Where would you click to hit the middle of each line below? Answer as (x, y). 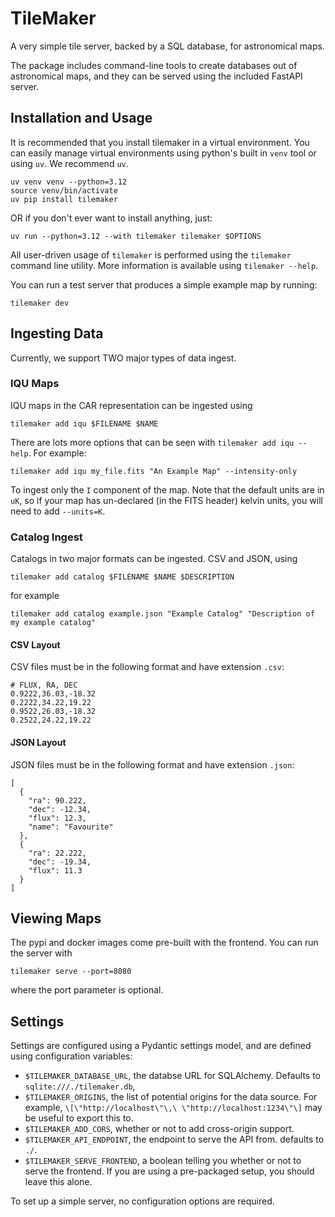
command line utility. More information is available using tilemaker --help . (164, 265)
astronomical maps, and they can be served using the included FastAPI (156, 76)
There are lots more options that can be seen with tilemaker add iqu (152, 442)
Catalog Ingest (46, 537)
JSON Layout (38, 742)
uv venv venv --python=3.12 (69, 182)
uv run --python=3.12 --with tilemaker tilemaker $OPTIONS (136, 236)
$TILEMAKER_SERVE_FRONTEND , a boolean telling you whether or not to (163, 1161)
